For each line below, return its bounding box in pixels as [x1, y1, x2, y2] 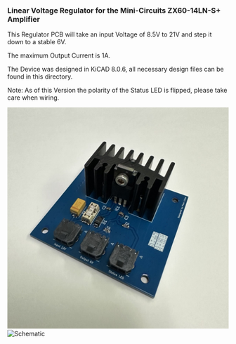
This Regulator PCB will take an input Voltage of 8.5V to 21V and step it [7, 30, 212, 39]
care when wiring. [7, 93, 60, 102]
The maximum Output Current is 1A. [7, 51, 111, 60]
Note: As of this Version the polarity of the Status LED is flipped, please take [7, 86, 228, 95]
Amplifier [7, 14, 40, 24]
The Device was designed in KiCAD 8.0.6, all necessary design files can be [7, 65, 224, 74]
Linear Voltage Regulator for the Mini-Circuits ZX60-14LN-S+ [7, 6, 221, 15]
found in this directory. [7, 72, 73, 81]
